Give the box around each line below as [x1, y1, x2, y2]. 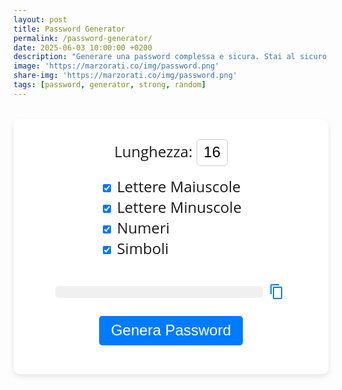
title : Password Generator [13, 24, 126, 34]
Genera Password [110, 321, 232, 340]
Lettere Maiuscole [116, 175, 241, 197]
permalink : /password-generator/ [13, 33, 153, 43]
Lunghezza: [114, 141, 193, 163]
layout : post [13, 14, 68, 25]
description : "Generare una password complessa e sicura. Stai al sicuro [13, 52, 328, 62]
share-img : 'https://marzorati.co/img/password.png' [13, 71, 238, 81]
